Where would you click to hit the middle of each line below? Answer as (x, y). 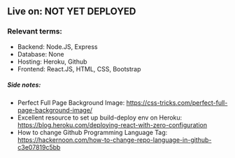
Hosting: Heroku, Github (52, 62)
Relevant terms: (35, 31)
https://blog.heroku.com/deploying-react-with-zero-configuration (112, 124)
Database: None (41, 54)
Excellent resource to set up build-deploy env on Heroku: (100, 117)
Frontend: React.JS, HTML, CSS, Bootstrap (79, 69)
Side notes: (24, 85)
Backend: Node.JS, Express (57, 46)
